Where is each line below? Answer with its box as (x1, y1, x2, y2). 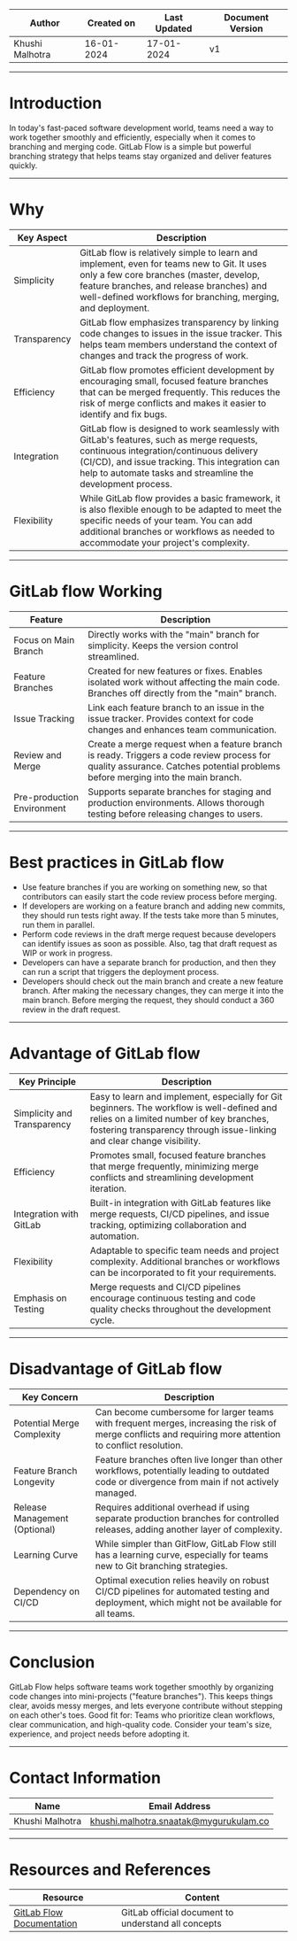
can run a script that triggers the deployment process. (21, 966, 219, 977)
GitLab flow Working (9, 582, 163, 601)
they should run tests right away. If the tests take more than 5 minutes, (21, 909, 279, 920)
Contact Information (9, 1767, 162, 1788)
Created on (87, 17, 135, 29)
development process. (79, 477, 172, 490)
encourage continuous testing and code (89, 1292, 256, 1304)
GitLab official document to (120, 1906, 234, 1919)
